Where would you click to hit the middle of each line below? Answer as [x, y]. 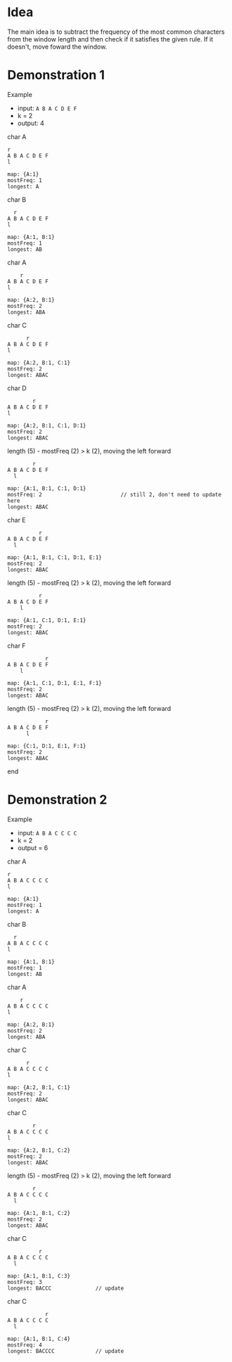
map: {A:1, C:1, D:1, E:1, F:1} [54, 683]
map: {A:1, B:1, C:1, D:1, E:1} [54, 557]
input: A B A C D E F [47, 108]
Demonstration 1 [56, 75]
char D [17, 388]
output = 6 [33, 847]
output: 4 [31, 123]
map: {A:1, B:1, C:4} [39, 1339]
